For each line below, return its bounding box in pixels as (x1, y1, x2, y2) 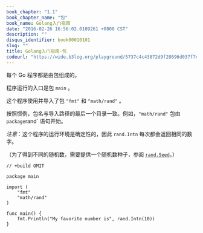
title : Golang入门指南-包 (6, 48, 67, 54)
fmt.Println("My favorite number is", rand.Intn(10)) (17, 215, 155, 222)
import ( (6, 184, 28, 190)
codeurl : (6, 54, 28, 60)
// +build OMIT (6, 163, 45, 169)
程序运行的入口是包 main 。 (6, 84, 74, 91)
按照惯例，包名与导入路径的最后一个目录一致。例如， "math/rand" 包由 (6, 110, 181, 117)
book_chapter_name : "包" (6, 15, 68, 21)
